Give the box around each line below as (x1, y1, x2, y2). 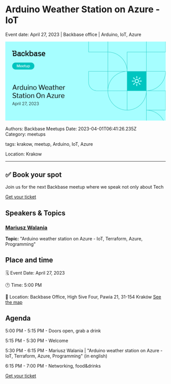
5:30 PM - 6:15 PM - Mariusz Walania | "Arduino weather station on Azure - (5, 347, 163, 353)
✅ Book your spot (5, 170, 62, 179)
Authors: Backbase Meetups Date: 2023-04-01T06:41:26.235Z (5, 125, 137, 131)
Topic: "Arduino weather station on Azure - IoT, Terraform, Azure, (5, 236, 143, 242)
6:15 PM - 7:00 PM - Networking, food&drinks (5, 363, 101, 369)
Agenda (5, 314, 31, 323)
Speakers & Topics (5, 209, 66, 217)
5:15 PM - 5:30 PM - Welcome (5, 337, 69, 344)
